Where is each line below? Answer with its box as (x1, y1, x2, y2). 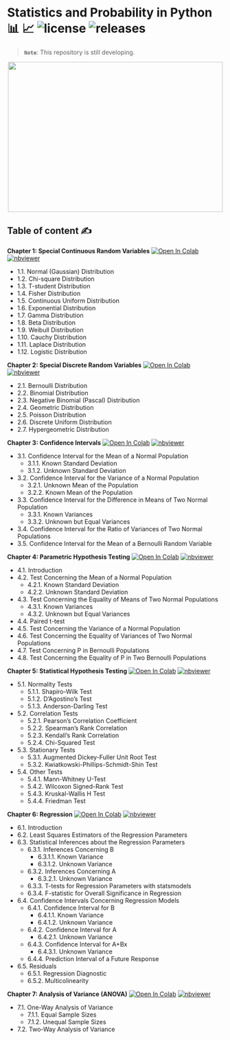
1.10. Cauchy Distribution (16, 333, 87, 341)
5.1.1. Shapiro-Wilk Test (27, 687, 93, 695)
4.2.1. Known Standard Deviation (27, 580, 119, 588)
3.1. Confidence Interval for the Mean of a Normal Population (16, 452, 189, 460)
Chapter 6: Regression (7, 810, 73, 818)
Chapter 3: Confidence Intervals (7, 438, 102, 447)
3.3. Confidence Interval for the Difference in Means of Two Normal (16, 496, 208, 504)
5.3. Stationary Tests (16, 746, 76, 754)
